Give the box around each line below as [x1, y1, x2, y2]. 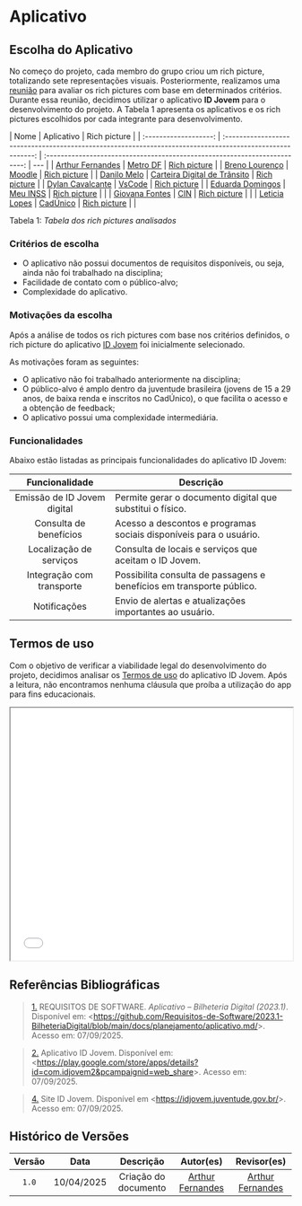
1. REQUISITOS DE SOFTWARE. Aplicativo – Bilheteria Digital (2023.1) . [30, 1001, 289, 1012]
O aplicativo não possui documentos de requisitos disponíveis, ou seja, [22, 258, 285, 268]
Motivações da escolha [9, 309, 113, 321]
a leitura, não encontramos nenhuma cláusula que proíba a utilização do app [9, 679, 292, 690]
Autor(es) [180, 1156, 223, 1168]
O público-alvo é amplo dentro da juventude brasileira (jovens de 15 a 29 [22, 383, 291, 394]
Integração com [26, 568, 94, 581]
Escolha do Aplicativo [9, 42, 134, 57]
